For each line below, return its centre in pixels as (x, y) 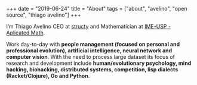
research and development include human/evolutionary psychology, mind (99, 63)
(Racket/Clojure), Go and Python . (48, 76)
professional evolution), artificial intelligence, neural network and (89, 51)
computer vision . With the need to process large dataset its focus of (90, 57)
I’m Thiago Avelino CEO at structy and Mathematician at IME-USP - (89, 26)
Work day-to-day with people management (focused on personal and (93, 44)
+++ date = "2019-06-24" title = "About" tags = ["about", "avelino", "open (97, 9)
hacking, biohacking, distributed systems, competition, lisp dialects (92, 70)
